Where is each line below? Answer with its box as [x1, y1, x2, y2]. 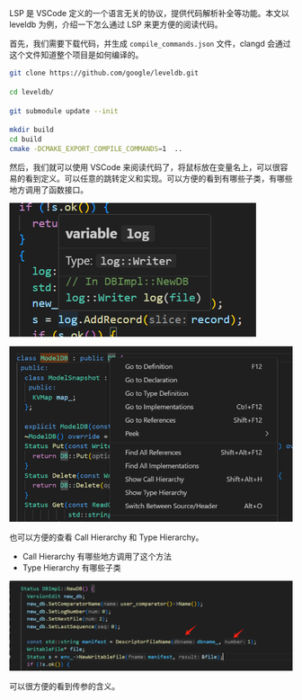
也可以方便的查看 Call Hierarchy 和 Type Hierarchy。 [9, 532, 204, 543]
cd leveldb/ [9, 87, 54, 96]
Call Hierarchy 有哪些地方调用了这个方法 [22, 552, 173, 562]
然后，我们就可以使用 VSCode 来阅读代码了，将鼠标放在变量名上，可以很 [9, 161, 280, 173]
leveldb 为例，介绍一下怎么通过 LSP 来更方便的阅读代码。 [9, 19, 223, 30]
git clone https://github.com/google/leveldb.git [9, 68, 200, 77]
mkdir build [9, 125, 54, 135]
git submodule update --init [9, 106, 119, 115]
